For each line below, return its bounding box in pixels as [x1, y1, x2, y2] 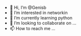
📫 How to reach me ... [9, 26, 55, 31]
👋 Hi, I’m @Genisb [9, 5, 47, 10]
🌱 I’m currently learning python [9, 15, 73, 20]
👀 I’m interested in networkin [9, 10, 68, 16]
